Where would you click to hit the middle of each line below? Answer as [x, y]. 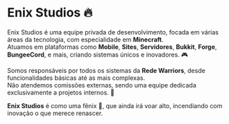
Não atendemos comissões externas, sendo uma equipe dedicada [102, 85]
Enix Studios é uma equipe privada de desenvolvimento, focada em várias [113, 32]
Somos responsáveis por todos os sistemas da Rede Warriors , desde [107, 70]
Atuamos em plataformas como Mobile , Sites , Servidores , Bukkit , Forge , [112, 47]
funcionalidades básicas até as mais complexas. [76, 78]
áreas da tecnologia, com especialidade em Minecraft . [85, 39]
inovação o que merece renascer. [55, 113]
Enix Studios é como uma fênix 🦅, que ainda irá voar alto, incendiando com [115, 105]
